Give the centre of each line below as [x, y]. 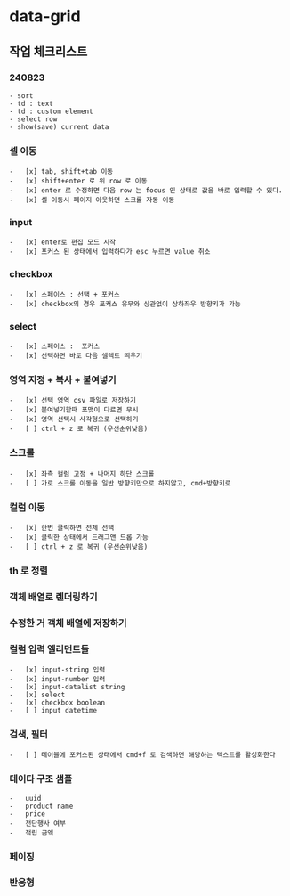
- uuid [25, 798]
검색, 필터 [29, 734]
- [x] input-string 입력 [57, 670]
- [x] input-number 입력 [57, 680]
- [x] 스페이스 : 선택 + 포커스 [64, 294]
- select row [33, 119]
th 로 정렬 [29, 570]
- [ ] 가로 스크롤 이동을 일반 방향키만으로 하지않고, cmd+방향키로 [120, 483]
